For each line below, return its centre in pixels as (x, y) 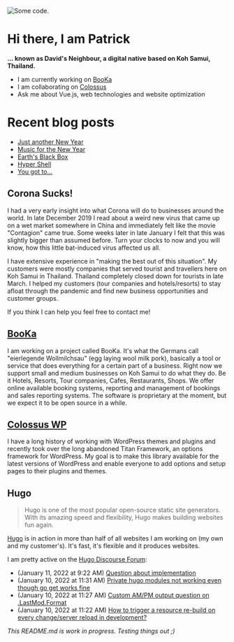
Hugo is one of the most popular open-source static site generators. (123, 510)
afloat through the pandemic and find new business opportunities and (108, 291)
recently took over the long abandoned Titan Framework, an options (105, 449)
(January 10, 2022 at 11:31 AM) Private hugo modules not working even (119, 580)
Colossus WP (37, 424)
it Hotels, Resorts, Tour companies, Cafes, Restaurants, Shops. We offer (111, 380)
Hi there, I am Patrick (69, 39)
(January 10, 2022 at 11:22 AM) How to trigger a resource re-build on (116, 610)
